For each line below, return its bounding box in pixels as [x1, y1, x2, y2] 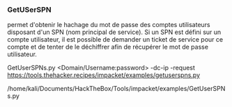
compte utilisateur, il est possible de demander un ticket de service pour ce [7, 35, 224, 44]
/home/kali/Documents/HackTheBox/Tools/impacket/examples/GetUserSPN [7, 85, 226, 93]
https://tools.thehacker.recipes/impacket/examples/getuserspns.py [7, 71, 201, 79]
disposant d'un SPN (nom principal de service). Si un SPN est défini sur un [7, 28, 222, 36]
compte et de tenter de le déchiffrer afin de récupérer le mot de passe [7, 43, 209, 51]
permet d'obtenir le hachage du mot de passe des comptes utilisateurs [7, 21, 210, 29]
